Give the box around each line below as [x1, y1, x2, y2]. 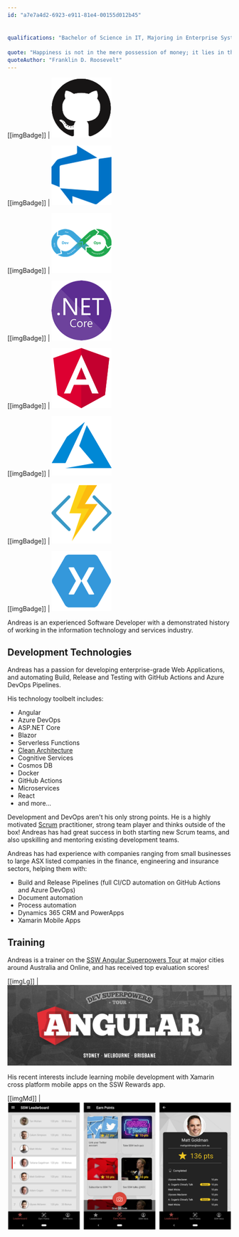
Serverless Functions [17, 738, 80, 747]
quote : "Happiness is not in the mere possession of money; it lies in [7, 49, 224, 56]
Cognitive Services [17, 753, 73, 762]
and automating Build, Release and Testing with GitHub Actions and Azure [7, 673, 224, 682]
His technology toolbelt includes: [7, 694, 104, 703]
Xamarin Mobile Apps [17, 916, 81, 924]
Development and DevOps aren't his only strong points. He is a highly [7, 813, 211, 821]
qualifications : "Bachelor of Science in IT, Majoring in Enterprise [7, 34, 218, 41]
